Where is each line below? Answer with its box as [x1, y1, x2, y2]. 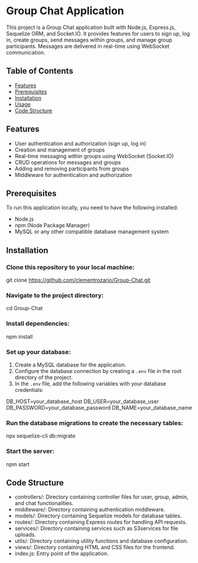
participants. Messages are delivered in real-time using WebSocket [6, 43, 170, 50]
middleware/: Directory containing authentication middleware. [14, 506, 165, 513]
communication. [6, 49, 46, 56]
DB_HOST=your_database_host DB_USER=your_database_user [6, 398, 159, 405]
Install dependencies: [6, 320, 70, 328]
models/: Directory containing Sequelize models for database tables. [14, 512, 182, 519]
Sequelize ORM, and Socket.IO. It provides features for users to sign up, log [6, 30, 190, 37]
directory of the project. [14, 374, 73, 381]
